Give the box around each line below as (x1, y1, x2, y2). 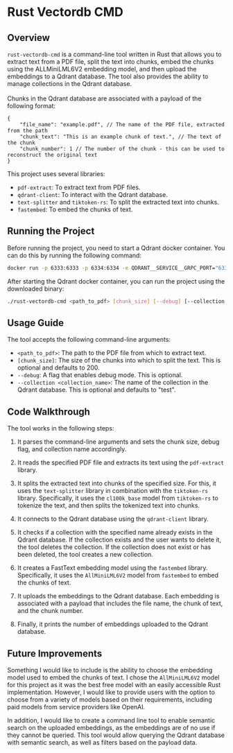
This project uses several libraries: (7, 170, 105, 178)
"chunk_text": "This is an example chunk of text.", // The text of (19, 133, 222, 140)
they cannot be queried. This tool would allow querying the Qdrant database (7, 731, 225, 739)
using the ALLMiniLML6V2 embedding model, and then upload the (7, 65, 197, 73)
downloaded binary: (7, 284, 64, 293)
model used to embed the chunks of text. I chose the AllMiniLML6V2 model (7, 673, 220, 682)
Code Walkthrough (7, 406, 90, 417)
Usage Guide (7, 317, 64, 329)
